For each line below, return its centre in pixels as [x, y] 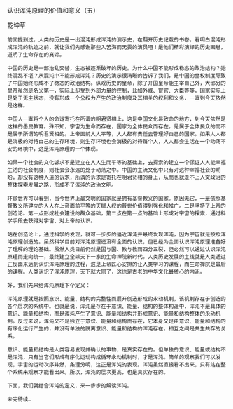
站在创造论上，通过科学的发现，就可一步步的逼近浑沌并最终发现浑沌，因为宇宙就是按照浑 [116, 234]
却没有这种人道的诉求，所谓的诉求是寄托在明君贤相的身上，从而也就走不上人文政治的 [121, 177]
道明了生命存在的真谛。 [36, 55]
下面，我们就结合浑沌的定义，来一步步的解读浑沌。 [70, 386]
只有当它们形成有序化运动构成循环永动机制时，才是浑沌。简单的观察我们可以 [121, 357]
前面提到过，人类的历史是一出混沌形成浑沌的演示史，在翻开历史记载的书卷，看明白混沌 [114, 40]
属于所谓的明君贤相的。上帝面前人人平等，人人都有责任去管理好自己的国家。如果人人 [116, 134]
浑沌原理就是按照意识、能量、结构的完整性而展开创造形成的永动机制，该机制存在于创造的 [116, 299]
